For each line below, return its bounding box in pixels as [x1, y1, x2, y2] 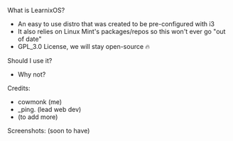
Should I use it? [7, 57, 53, 64]
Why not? [17, 70, 46, 79]
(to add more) [17, 113, 58, 121]
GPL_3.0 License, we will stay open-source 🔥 [17, 43, 151, 50]
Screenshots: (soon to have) [7, 127, 90, 135]
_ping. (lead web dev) [17, 106, 82, 113]
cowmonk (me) [17, 98, 63, 106]
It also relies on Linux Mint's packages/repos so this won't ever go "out [17, 28, 226, 35]
